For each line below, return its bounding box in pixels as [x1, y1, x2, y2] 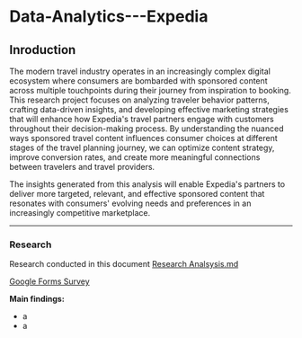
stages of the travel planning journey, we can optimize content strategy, [9, 142, 275, 153]
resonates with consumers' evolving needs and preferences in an [9, 198, 252, 209]
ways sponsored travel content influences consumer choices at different [9, 133, 278, 143]
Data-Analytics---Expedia [9, 6, 209, 27]
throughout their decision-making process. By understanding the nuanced [9, 123, 284, 134]
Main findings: [9, 294, 65, 305]
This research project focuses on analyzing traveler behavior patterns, [9, 94, 270, 105]
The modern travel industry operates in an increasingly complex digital [9, 66, 271, 76]
